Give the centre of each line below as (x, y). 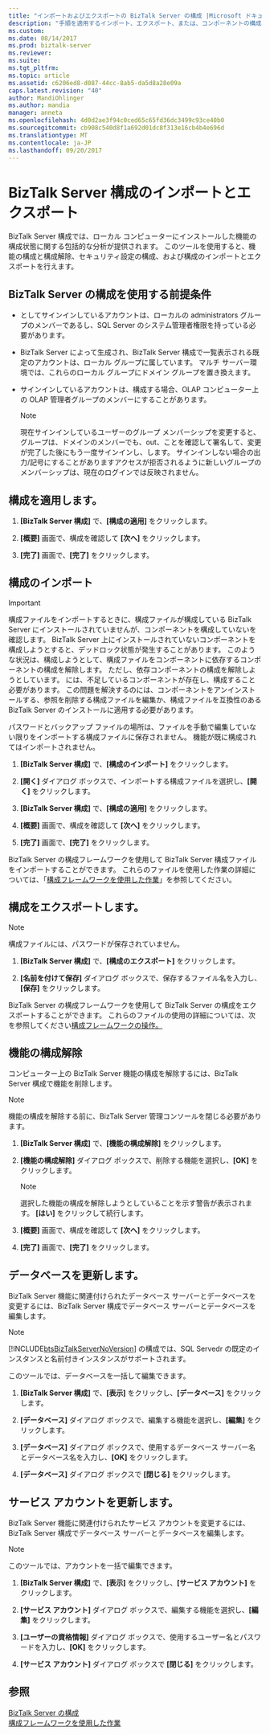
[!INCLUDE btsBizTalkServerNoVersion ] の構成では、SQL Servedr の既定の (131, 1349)
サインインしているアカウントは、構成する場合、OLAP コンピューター (136, 390)
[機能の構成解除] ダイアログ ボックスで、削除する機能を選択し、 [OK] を (139, 1160)
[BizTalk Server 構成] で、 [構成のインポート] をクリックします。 (126, 763)
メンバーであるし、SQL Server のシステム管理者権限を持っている (141, 325)
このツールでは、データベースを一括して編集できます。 (99, 1376)
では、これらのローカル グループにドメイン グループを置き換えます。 (141, 372)
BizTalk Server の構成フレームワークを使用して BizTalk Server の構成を (125, 1005)
